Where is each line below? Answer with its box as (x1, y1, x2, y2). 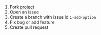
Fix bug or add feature (9, 19, 55, 25)
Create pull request (9, 24, 49, 30)
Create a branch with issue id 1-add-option (9, 14, 96, 20)
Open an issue (9, 9, 39, 15)
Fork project (9, 4, 35, 10)
